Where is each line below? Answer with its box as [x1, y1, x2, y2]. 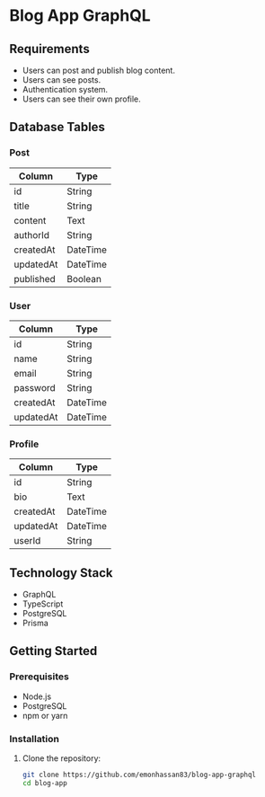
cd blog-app [22, 778, 67, 787]
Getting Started [9, 643, 98, 659]
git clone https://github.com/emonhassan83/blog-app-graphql [22, 770, 257, 780]
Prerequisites [9, 670, 69, 683]
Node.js [22, 691, 52, 702]
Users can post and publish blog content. [22, 65, 175, 75]
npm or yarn [22, 710, 68, 721]
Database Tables [9, 120, 106, 135]
